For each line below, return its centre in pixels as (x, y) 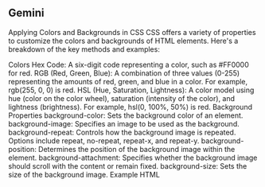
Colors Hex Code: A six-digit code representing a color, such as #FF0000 (129, 64)
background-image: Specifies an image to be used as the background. (124, 123)
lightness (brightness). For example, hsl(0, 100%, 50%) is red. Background (131, 107)
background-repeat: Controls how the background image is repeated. (122, 132)
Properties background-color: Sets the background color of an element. (126, 115)
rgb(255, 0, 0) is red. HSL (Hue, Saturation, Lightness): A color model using (131, 90)
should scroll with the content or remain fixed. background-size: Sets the (128, 166)
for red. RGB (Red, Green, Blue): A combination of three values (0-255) (124, 73)
